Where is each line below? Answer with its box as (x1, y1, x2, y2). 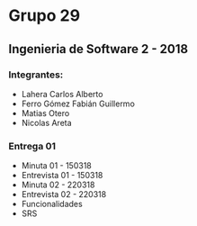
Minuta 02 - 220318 (21, 179, 95, 190)
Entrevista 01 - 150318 (21, 170, 103, 181)
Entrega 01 (8, 140, 56, 152)
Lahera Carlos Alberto (21, 88, 103, 99)
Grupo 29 (8, 5, 81, 26)
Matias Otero (21, 107, 70, 118)
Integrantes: (8, 68, 64, 81)
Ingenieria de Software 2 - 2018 (8, 41, 189, 57)
